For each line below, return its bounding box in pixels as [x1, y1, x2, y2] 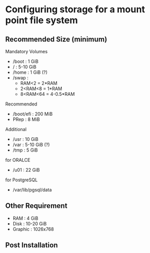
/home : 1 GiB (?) [12, 69, 47, 75]
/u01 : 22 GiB [12, 167, 40, 173]
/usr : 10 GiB [12, 136, 39, 142]
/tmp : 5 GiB [12, 147, 38, 153]
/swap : [12, 75, 29, 80]
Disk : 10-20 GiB [12, 220, 47, 226]
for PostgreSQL [5, 177, 38, 183]
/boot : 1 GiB [12, 58, 39, 65]
